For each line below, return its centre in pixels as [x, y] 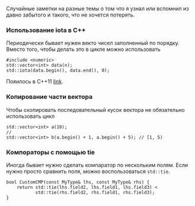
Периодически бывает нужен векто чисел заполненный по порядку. [93, 43]
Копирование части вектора [49, 97]
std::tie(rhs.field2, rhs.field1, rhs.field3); [95, 192]
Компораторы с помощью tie [51, 152]
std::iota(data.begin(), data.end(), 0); [58, 70]
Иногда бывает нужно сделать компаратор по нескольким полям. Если [97, 165]
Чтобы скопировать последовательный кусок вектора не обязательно [95, 110]
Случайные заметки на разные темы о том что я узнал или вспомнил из [98, 9]
